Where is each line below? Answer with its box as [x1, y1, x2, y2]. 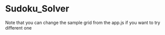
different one [5, 24, 32, 30]
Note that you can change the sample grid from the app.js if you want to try [5, 19, 160, 25]
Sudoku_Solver [5, 3, 69, 14]
